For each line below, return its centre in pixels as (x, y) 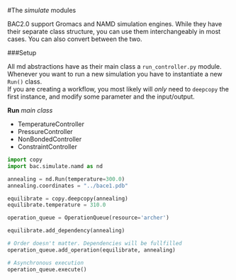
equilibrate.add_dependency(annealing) (66, 231)
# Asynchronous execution (45, 263)
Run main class (30, 110)
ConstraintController (47, 147)
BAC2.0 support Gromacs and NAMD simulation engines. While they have (115, 24)
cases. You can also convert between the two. (75, 39)
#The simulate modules (42, 10)
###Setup (22, 53)
